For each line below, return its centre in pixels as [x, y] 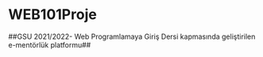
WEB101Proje [52, 15]
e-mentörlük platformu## [50, 44]
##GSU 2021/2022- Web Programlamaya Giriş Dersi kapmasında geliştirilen [132, 36]
